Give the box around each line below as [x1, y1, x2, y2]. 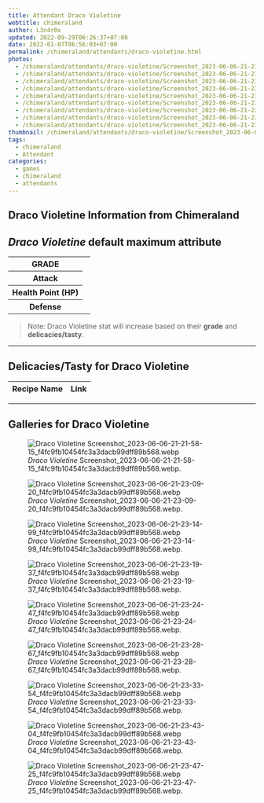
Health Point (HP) [12, 287, 79, 298]
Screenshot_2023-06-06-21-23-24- [79, 616, 196, 625]
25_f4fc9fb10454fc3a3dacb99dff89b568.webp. [27, 786, 183, 795]
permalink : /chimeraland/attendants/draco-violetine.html [8, 48, 202, 56]
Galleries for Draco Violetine [8, 418, 149, 431]
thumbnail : [8, 128, 44, 136]
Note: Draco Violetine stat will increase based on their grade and [27, 321, 237, 331]
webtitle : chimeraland [8, 19, 82, 27]
